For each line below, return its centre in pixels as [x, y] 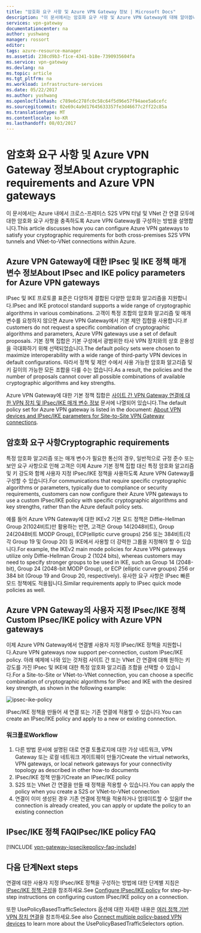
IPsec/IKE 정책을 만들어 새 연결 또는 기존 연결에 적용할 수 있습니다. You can [94, 711]
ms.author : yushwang [32, 95]
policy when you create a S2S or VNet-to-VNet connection [87, 791]
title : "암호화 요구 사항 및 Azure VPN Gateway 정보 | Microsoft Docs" [91, 12]
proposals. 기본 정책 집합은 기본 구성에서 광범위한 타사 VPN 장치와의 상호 [92, 340]
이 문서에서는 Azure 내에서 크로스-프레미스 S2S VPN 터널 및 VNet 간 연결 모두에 [100, 213]
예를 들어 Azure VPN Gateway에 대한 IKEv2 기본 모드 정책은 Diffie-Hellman [96, 519]
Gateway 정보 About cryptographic [93, 170]
